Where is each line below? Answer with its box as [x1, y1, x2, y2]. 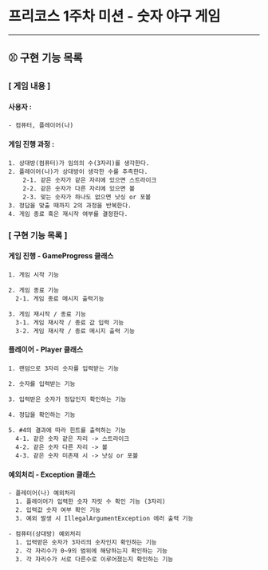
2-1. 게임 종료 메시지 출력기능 [15, 294, 104, 303]
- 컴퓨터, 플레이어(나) [8, 121, 74, 130]
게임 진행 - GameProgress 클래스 [8, 251, 114, 261]
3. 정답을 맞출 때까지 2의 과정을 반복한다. [8, 201, 132, 210]
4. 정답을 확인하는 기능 [8, 411, 76, 419]
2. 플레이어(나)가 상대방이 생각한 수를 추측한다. [8, 167, 148, 175]
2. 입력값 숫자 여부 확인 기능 [15, 506, 101, 514]
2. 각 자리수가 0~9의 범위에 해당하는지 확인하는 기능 [15, 547, 168, 555]
